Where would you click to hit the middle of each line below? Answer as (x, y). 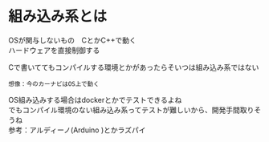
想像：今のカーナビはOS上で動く (54, 84)
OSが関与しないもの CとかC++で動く (72, 40)
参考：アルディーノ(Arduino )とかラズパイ (77, 130)
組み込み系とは (58, 16)
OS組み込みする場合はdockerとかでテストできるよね (95, 99)
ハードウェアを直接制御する (54, 50)
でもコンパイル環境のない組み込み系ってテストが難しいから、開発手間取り (131, 110)
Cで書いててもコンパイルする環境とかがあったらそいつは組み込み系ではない (134, 67)
